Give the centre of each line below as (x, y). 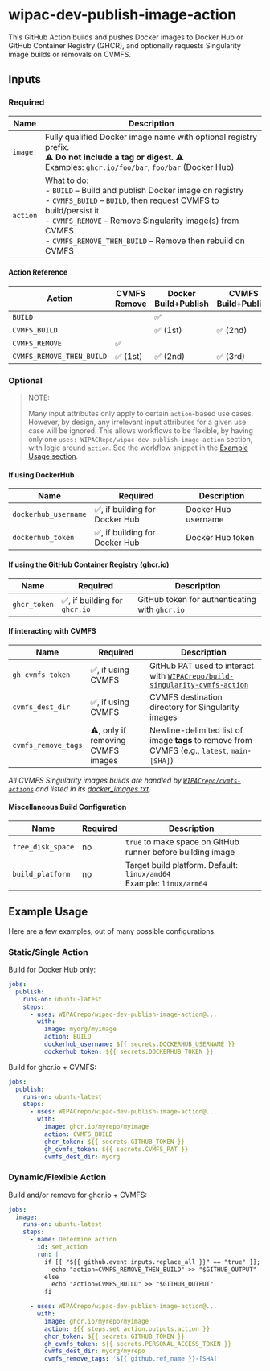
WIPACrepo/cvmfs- (212, 781)
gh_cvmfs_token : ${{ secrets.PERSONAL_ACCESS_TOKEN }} (137, 1344)
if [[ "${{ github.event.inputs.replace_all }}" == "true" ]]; (152, 1262)
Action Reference (38, 272)
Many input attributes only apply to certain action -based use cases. (141, 414)
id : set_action (63, 1247)
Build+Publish (182, 304)
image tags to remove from (201, 740)
